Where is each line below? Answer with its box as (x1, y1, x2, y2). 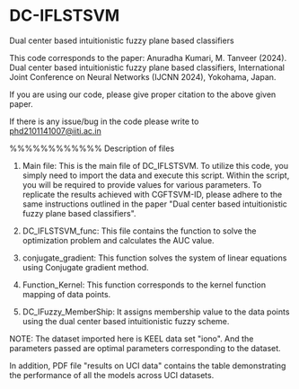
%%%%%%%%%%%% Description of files (9, 143, 175, 154)
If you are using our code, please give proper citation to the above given (9, 89, 277, 100)
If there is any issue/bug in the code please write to (9, 116, 199, 127)
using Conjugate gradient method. (22, 261, 150, 272)
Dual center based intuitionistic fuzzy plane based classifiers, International (9, 62, 286, 73)
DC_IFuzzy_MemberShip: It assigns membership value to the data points (22, 306, 290, 317)
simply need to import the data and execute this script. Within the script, (22, 170, 290, 181)
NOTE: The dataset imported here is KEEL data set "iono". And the (9, 333, 254, 344)
